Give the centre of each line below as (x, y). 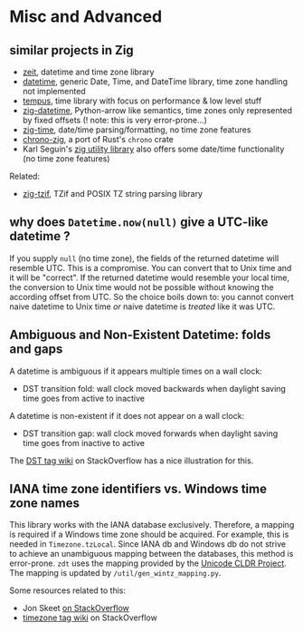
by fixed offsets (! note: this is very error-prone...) (115, 120)
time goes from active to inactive (83, 398)
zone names (44, 504)
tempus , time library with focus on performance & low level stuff (142, 101)
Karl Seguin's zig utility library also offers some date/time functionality (153, 149)
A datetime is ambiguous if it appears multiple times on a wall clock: (136, 371)
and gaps (36, 350)
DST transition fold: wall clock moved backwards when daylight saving (154, 388)
